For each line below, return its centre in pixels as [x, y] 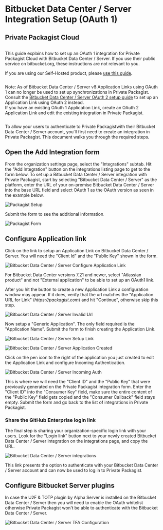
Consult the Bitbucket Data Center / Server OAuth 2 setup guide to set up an [81, 97]
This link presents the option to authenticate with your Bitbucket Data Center [82, 465]
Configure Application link [46, 239]
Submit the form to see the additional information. [55, 214]
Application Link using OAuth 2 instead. [45, 102]
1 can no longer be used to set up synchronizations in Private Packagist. [77, 92]
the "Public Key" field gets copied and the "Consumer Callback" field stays [80, 397]
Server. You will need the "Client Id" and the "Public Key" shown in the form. [81, 256]
